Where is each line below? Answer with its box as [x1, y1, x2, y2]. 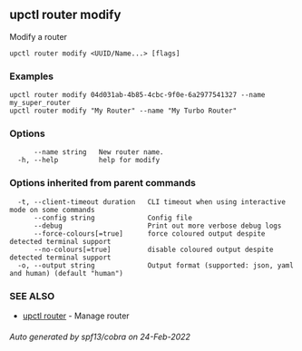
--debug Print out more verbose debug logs [33, 221, 282, 230]
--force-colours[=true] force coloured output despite [33, 229, 266, 239]
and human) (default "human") [9, 268, 124, 278]
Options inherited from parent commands [9, 177, 197, 190]
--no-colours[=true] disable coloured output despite [33, 245, 274, 254]
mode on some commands [9, 205, 95, 214]
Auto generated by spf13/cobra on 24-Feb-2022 [9, 331, 190, 342]
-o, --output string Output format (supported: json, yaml [17, 260, 295, 270]
